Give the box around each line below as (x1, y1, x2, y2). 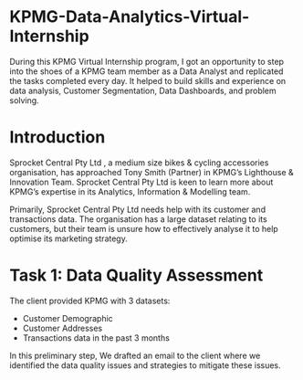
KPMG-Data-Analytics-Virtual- (9, 6, 250, 27)
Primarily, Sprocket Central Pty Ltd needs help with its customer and (9, 204, 266, 215)
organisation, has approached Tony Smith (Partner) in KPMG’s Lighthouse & (9, 166, 294, 177)
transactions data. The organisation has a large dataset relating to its (9, 213, 267, 225)
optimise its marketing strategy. (9, 233, 128, 244)
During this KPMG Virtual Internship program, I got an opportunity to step (9, 56, 285, 67)
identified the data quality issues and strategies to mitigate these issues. (9, 359, 281, 371)
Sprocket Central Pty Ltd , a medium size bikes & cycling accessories (9, 157, 269, 168)
